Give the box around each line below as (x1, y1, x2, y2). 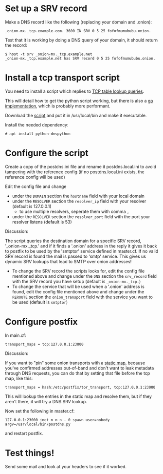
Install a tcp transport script (5, 72, 120, 83)
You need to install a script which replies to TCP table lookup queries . (5, 88, 145, 94)
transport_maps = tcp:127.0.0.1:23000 (5, 342, 84, 347)
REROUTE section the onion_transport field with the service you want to (12, 294, 153, 300)
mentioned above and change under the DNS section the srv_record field (12, 273, 157, 279)
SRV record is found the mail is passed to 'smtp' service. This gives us (5, 253, 146, 259)
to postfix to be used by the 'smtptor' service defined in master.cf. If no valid (5, 248, 159, 254)
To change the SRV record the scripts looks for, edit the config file (12, 268, 145, 274)
